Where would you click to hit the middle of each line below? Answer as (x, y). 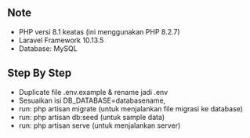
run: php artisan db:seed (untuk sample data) (92, 117)
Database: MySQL (48, 48)
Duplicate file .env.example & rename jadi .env (93, 92)
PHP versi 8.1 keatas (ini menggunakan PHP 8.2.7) (100, 31)
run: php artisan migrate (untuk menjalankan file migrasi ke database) (131, 108)
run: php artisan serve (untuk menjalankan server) (100, 125)
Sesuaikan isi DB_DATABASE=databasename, (92, 100)
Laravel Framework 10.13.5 (61, 40)
